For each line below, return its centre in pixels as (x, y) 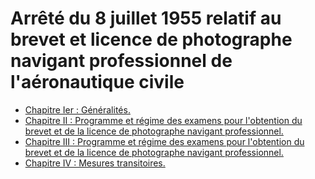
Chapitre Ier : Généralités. (77, 109)
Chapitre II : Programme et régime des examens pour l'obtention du (163, 120)
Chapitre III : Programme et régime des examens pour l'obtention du (164, 141)
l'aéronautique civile (97, 82)
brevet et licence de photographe (151, 39)
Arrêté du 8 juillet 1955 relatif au (146, 18)
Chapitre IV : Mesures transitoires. (95, 163)
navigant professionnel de (121, 61)
